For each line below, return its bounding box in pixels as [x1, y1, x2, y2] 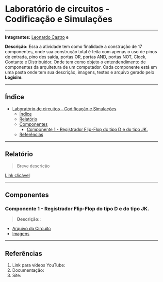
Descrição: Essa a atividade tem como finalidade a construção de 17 [5, 44, 142, 49]
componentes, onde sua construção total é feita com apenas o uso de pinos [5, 48, 157, 54]
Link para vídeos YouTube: [12, 262, 65, 268]
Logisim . [5, 74, 23, 80]
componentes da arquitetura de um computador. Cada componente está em [5, 64, 157, 70]
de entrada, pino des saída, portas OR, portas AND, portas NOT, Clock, [5, 54, 147, 59]
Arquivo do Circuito [12, 226, 51, 232]
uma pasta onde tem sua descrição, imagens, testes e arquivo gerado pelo [5, 69, 154, 75]
